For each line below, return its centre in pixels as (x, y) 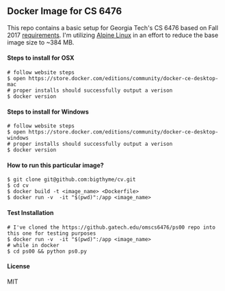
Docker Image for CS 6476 (65, 11)
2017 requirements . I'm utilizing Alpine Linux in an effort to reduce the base (113, 35)
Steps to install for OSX (41, 58)
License (19, 266)
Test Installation (30, 213)
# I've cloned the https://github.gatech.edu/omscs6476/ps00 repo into (111, 227)
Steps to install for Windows (48, 112)
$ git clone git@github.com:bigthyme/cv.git (71, 180)
